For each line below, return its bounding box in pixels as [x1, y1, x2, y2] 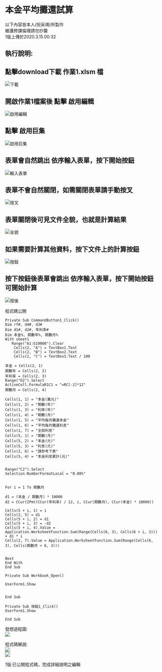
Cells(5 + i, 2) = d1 [5, 517, 49, 521]
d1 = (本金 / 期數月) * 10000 [5, 494, 63, 499]
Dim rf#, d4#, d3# [5, 322, 42, 327]
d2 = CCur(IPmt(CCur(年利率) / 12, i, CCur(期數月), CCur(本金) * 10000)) [5, 499, 154, 504]
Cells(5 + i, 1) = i [5, 508, 47, 513]
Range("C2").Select [5, 467, 45, 472]
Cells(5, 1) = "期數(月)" [5, 433, 55, 438]
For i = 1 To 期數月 [5, 485, 45, 490]
